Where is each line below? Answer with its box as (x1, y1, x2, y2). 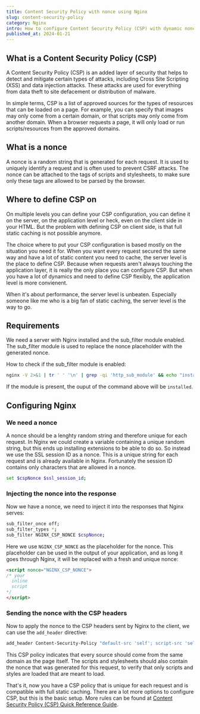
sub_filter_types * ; (6, 526, 58, 532)
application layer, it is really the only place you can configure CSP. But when (6, 266, 193, 274)
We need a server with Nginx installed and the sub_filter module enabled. (6, 336, 186, 344)
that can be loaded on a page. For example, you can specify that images (6, 106, 183, 113)
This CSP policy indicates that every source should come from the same (6, 651, 183, 658)
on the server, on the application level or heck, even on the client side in (6, 216, 183, 224)
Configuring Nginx (6, 400, 76, 410)
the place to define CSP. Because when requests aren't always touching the (6, 260, 192, 267)
